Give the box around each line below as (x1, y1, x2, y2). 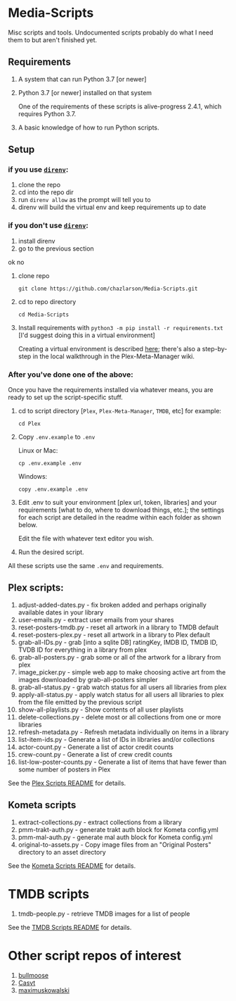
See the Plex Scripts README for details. (8, 779, 126, 787)
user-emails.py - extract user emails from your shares (18, 615, 174, 624)
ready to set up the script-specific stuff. (8, 393, 124, 402)
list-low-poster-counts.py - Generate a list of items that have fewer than (18, 757, 227, 766)
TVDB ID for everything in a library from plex (18, 646, 147, 654)
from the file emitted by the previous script (18, 698, 143, 706)
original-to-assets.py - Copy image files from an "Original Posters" (18, 840, 211, 849)
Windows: (18, 472, 48, 481)
